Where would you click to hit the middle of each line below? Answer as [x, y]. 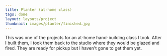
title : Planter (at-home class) [39, 10]
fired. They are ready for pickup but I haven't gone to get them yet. [74, 48]
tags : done [16, 14]
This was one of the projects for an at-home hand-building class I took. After [83, 38]
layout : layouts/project [31, 19]
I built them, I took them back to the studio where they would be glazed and [83, 43]
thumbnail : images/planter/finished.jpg [48, 24]
